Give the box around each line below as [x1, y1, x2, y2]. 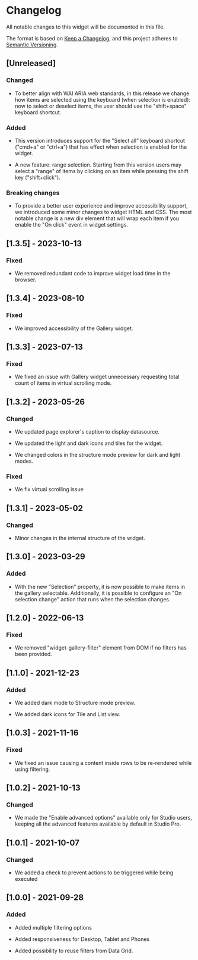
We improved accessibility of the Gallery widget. [14, 325, 133, 332]
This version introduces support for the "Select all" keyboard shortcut [14, 137, 186, 144]
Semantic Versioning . [6, 41, 58, 48]
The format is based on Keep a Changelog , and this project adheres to [6, 34, 178, 42]
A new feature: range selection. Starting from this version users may [14, 161, 182, 168]
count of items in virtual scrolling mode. [14, 379, 111, 387]
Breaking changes [6, 189, 60, 197]
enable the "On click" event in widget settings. [14, 221, 129, 228]
